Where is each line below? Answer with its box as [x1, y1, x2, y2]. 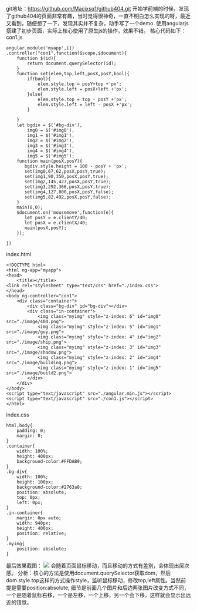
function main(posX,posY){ [16, 158, 83, 164]
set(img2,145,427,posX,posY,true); [24, 179, 111, 184]
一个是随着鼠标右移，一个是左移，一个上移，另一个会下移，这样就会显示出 [6, 592, 186, 598]
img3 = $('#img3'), [27, 143, 75, 149]
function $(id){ [16, 55, 57, 61]
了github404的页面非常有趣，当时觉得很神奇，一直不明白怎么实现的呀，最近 [6, 12, 191, 19]
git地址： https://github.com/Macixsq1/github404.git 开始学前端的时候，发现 [6, 5, 189, 12]
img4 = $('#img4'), [27, 148, 75, 154]
